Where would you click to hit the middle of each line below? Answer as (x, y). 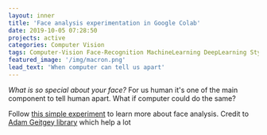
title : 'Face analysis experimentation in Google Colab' (104, 23)
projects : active (37, 38)
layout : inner (32, 15)
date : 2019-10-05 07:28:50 (53, 30)
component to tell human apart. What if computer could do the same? (122, 98)
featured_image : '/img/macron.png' (67, 60)
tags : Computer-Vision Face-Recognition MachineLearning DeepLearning (128, 52)
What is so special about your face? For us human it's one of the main (123, 90)
